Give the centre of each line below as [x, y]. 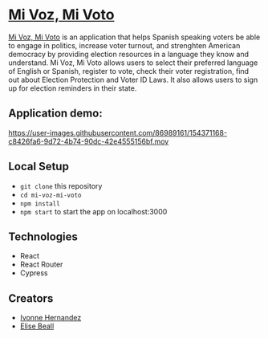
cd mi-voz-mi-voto [51, 195]
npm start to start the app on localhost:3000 [93, 211]
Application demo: [55, 114]
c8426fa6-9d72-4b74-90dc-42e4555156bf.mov [89, 141]
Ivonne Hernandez [51, 318]
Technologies [43, 236]
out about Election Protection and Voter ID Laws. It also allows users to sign [133, 79]
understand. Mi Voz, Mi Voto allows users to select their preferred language [133, 63]
